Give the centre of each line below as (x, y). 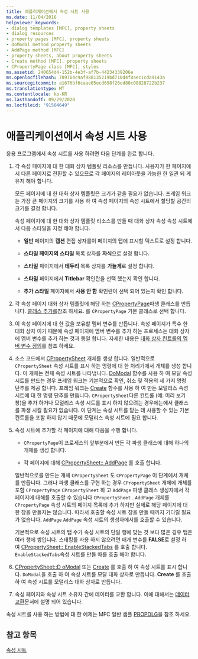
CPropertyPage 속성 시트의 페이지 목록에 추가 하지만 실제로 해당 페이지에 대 (101, 505)
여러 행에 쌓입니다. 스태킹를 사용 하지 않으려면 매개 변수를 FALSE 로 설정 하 (100, 540)
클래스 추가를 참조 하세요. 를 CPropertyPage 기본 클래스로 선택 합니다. (107, 311)
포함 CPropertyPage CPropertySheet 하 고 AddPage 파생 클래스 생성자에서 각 (102, 490)
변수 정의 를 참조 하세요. (48, 346)
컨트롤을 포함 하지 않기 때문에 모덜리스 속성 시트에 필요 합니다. (86, 418)
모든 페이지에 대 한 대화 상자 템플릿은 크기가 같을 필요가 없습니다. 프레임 (97, 193)
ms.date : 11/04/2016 (32, 17)
